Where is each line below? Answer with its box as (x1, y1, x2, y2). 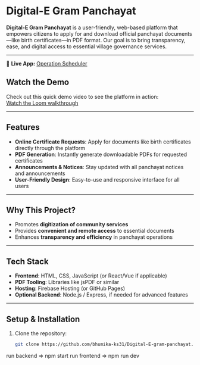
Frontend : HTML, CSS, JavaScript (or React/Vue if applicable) (14, 272, 168, 279)
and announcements (14, 170, 65, 177)
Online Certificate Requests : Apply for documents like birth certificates (14, 138, 192, 145)
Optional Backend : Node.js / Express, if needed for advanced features (14, 291, 189, 298)
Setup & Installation (6, 314, 80, 324)
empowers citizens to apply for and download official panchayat (6, 30, 164, 37)
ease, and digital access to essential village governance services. (6, 43, 167, 50)
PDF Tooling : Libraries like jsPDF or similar (14, 279, 120, 286)
